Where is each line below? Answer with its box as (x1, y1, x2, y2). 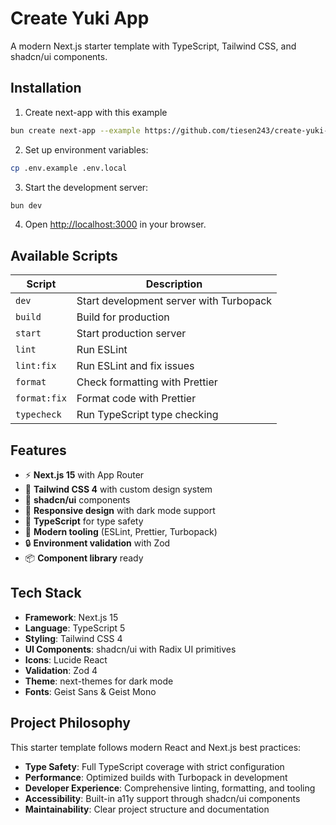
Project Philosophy (10, 715, 131, 732)
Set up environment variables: (24, 143, 149, 156)
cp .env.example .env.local (10, 163, 128, 173)
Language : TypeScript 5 (24, 622, 126, 634)
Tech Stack (10, 585, 82, 602)
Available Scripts (10, 247, 118, 264)
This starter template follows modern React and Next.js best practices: (10, 741, 302, 753)
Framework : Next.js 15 (24, 611, 119, 623)
